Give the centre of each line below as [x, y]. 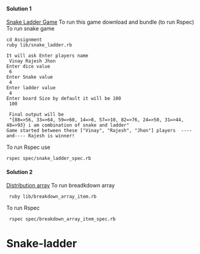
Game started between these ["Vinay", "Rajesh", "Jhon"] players [91, 131]
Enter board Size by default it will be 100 [64, 99]
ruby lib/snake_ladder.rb [39, 45]
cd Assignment [24, 40]
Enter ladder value [31, 88]
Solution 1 [19, 9]
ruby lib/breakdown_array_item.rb [53, 197]
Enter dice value [28, 67]
